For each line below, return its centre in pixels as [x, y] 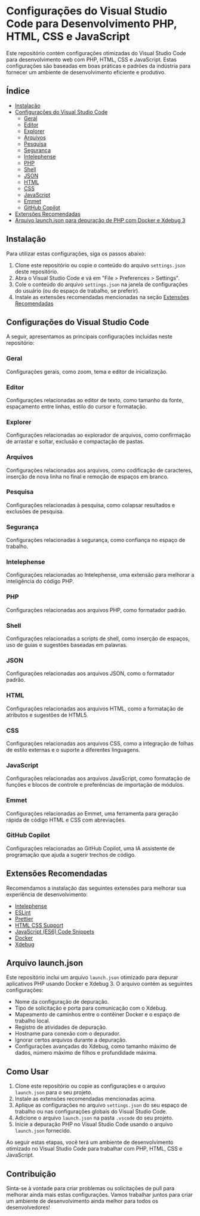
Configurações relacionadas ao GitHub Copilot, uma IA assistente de [90, 848]
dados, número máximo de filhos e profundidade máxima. [86, 1053]
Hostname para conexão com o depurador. [68, 1034]
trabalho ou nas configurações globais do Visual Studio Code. [91, 1112]
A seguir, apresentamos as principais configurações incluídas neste [90, 336]
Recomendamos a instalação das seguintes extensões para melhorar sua [96, 888]
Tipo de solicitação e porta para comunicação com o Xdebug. [91, 1008]
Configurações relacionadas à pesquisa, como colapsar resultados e [90, 505]
